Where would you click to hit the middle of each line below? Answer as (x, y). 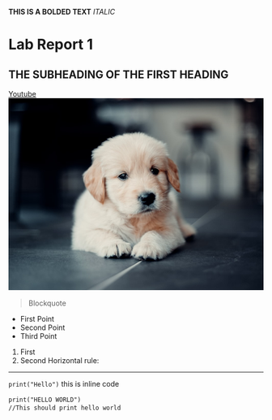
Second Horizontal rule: (59, 360)
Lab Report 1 (51, 45)
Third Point (38, 336)
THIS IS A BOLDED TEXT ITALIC (62, 12)
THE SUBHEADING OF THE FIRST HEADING (119, 74)
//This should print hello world (65, 408)
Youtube (22, 94)
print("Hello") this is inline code (64, 384)
